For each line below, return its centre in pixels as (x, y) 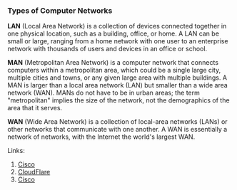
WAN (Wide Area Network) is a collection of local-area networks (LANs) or (117, 122)
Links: (16, 151)
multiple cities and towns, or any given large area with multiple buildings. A (117, 78)
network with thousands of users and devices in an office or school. (107, 49)
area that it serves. (35, 108)
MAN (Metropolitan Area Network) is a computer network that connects (113, 63)
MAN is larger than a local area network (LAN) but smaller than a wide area (118, 85)
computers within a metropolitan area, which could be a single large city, (114, 70)
